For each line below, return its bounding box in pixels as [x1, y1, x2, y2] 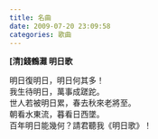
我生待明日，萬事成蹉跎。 [9, 87, 105, 97]
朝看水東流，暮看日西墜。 [9, 109, 105, 120]
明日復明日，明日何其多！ [9, 75, 105, 86]
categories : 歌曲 [9, 30, 72, 39]
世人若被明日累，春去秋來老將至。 [9, 97, 136, 108]
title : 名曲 [9, 13, 51, 23]
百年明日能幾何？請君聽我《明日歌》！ [9, 120, 152, 131]
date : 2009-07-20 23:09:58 [9, 22, 111, 31]
